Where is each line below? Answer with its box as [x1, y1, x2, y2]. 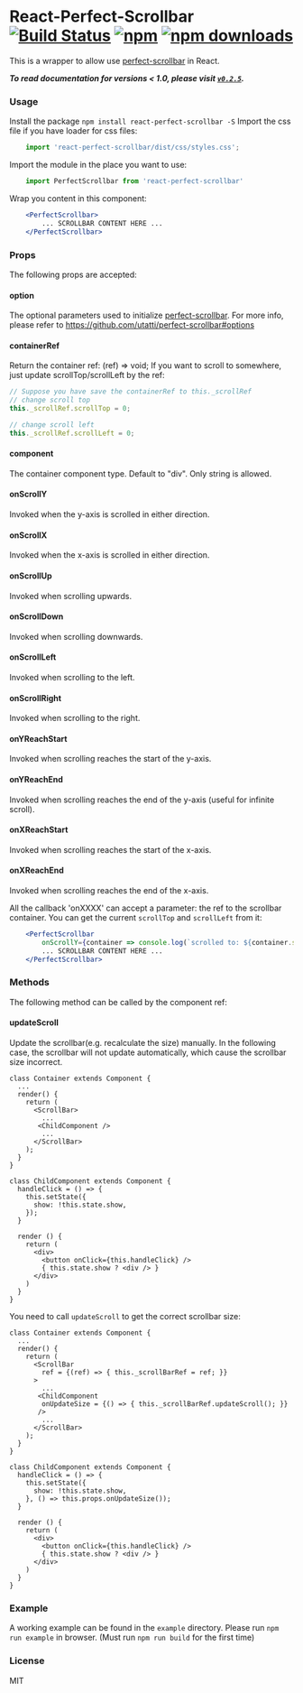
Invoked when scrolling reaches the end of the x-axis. [9, 884, 209, 895]
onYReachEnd [9, 773, 63, 784]
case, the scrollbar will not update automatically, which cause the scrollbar [9, 1047, 287, 1058]
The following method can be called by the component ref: [9, 996, 227, 1007]
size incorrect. [9, 1056, 63, 1067]
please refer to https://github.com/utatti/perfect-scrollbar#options [9, 319, 255, 330]
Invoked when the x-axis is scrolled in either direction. [9, 550, 210, 560]
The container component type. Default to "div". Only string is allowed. [9, 467, 272, 479]
